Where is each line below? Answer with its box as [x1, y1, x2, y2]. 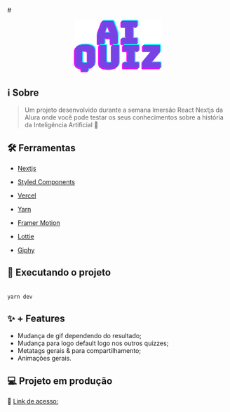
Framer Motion [17, 219, 61, 227]
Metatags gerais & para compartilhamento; [17, 346, 142, 354]
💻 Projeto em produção [7, 375, 113, 387]
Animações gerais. [17, 354, 72, 362]
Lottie [17, 232, 34, 241]
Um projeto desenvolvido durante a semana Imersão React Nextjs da [24, 105, 223, 115]
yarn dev [7, 293, 33, 300]
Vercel [17, 191, 36, 200]
